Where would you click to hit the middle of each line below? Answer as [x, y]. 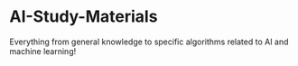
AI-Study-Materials [84, 17]
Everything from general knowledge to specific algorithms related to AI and [149, 42]
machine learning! [43, 51]
